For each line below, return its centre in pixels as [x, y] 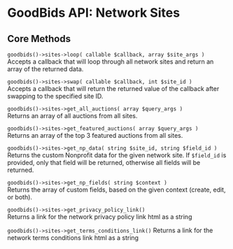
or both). [20, 197]
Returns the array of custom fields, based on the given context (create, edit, [116, 190]
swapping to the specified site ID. [55, 96]
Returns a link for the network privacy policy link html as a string [100, 217]
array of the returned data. [45, 69]
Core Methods [39, 39]
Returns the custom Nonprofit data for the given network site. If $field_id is [117, 155]
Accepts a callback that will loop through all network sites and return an [111, 62]
